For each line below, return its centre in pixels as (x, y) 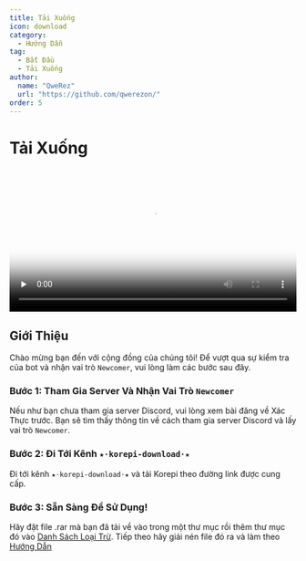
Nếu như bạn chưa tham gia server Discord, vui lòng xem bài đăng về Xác (148, 410)
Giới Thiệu (39, 335)
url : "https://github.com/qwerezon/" (89, 94)
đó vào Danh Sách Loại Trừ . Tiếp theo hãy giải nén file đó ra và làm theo (145, 537)
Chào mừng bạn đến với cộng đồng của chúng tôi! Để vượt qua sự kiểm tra (149, 358)
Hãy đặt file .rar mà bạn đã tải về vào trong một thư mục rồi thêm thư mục (147, 527)
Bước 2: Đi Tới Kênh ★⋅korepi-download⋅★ (100, 454)
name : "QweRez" (46, 86)
